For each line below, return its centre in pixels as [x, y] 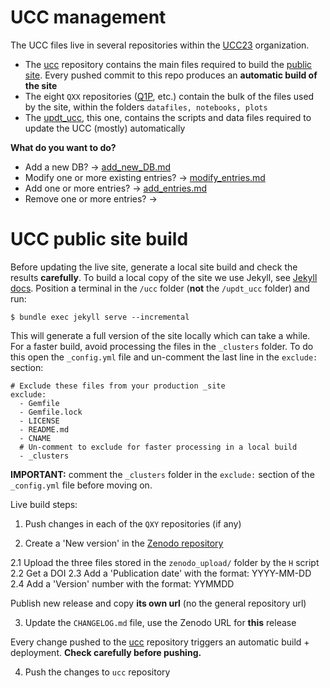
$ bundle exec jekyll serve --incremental [100, 317]
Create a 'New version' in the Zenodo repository [124, 543]
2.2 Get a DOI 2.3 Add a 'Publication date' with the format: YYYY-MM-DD [161, 573]
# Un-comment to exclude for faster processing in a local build [158, 447]
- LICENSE [39, 421]
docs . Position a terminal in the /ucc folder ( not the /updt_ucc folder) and [160, 288]
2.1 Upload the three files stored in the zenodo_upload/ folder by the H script [165, 562]
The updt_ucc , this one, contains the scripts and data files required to [168, 117]
